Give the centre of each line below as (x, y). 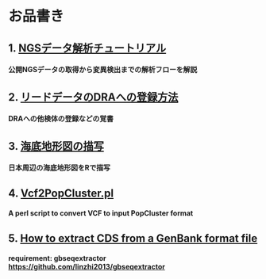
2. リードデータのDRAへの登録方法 (93, 97)
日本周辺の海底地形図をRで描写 (60, 168)
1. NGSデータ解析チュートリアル (87, 48)
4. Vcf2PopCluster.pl (61, 193)
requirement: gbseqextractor (58, 258)
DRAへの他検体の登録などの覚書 (61, 119)
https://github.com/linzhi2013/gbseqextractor (87, 267)
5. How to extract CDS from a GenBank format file (133, 238)
